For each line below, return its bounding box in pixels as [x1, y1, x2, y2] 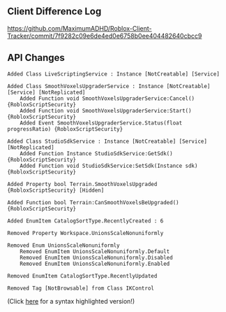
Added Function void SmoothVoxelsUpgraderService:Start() [20, 107, 192, 114]
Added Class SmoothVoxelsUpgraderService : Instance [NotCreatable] [7, 83, 211, 90]
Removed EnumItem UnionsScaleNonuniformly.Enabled [20, 260, 170, 267]
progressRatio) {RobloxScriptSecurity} [7, 125, 123, 132]
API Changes [7, 52, 65, 64]
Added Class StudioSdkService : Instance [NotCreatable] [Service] [7, 138, 208, 145]
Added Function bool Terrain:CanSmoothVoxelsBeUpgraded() [7, 199, 179, 206]
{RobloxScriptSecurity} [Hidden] [7, 187, 105, 194]
